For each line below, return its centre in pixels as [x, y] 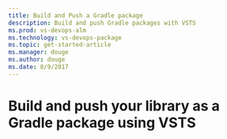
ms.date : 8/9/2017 [38, 67]
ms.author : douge [37, 60]
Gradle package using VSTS [102, 122]
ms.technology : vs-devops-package [65, 38]
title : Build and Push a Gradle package [76, 15]
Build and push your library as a [114, 105]
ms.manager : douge [38, 52]
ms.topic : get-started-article [60, 45]
